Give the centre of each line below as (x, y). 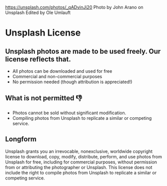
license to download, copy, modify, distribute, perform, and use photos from (84, 156)
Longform (21, 139)
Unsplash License (43, 33)
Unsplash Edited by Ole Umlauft (38, 13)
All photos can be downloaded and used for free (62, 71)
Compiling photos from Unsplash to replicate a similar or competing (82, 118)
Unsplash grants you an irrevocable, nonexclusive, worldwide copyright (79, 151)
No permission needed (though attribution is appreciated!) (72, 82)
